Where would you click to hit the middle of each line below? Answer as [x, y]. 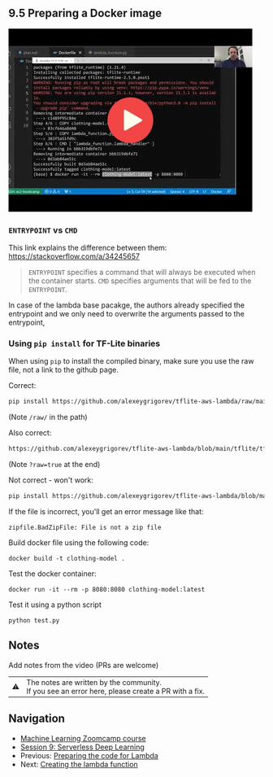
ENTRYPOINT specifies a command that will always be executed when [142, 273]
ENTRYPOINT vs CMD [43, 229]
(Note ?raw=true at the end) [54, 465]
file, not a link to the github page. [64, 370]
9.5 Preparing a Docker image [85, 13]
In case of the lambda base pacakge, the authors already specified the [127, 305]
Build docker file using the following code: [79, 543]
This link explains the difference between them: [88, 248]
